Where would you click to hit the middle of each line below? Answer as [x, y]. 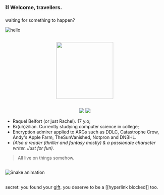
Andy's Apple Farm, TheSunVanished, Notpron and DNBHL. [74, 137]
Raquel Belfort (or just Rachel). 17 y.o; [51, 121]
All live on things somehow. [46, 158]
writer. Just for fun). [33, 148]
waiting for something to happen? [40, 20]
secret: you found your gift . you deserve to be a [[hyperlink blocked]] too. [82, 187]
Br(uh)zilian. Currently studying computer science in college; [76, 127]
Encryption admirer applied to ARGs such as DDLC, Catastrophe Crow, [86, 132]
